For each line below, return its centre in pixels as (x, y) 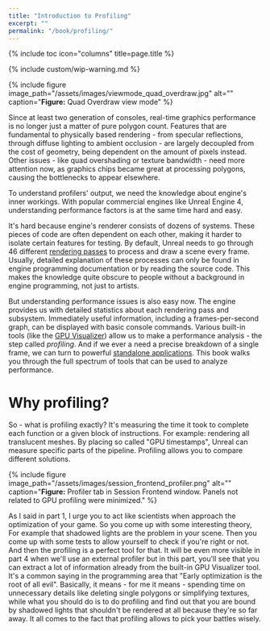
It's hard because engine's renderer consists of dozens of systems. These (132, 226)
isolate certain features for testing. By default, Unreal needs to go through (131, 243)
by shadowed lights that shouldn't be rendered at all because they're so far (133, 610)
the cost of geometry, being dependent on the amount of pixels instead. (128, 152)
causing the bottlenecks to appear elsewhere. (85, 177)
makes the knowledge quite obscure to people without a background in (127, 277)
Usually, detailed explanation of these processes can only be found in (124, 260)
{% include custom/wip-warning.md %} (75, 69)
